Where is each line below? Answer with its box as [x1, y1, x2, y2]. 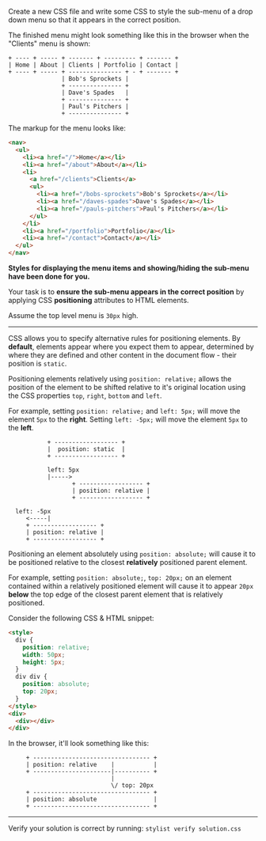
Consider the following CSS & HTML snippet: [8, 613, 154, 623]
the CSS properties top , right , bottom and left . [8, 391, 162, 400]
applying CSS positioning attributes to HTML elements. [8, 296, 189, 305]
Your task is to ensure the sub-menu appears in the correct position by [8, 287, 245, 296]
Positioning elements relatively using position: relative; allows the [8, 374, 232, 383]
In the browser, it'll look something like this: [8, 739, 149, 748]
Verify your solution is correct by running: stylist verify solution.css [8, 824, 241, 833]
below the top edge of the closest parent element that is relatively [8, 589, 223, 599]
